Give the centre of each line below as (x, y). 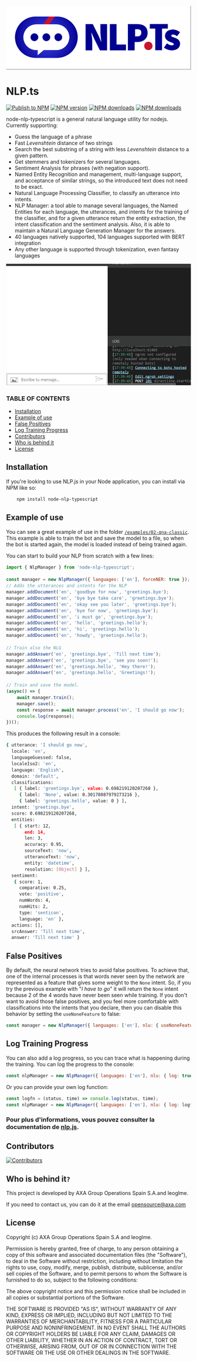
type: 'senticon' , (42, 912)
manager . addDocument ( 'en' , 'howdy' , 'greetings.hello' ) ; (77, 636)
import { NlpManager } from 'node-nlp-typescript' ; (70, 567)
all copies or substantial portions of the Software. (65, 1297)
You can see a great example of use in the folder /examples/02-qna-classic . (98, 532)
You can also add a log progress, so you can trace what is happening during (98, 1058)
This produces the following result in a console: (63, 733)
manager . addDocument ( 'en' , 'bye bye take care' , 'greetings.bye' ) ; (90, 598)
